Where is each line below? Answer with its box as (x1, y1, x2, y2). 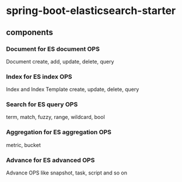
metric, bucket (6, 141, 41, 148)
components (6, 27, 54, 37)
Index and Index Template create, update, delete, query (6, 86, 139, 93)
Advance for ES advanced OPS (6, 156, 95, 164)
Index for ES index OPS (6, 72, 72, 80)
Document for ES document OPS (6, 45, 100, 53)
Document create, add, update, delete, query (6, 58, 114, 65)
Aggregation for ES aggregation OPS (6, 128, 112, 136)
